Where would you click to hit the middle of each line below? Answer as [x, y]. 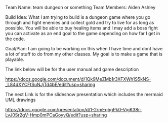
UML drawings [20, 100]
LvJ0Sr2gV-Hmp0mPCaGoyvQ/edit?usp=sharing [56, 115]
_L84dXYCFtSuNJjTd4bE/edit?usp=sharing [50, 84]
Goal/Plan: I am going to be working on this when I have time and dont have [84, 49]
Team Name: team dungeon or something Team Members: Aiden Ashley [80, 7]
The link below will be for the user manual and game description [72, 69]
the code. [15, 39]
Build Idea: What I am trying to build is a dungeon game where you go [78, 17]
